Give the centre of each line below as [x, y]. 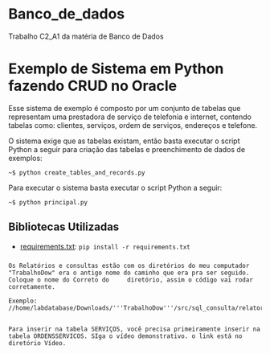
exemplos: [25, 158]
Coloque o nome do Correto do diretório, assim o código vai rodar [131, 280]
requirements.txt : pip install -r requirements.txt [105, 246]
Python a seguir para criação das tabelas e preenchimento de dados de [127, 149]
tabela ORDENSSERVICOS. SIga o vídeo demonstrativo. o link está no [125, 336]
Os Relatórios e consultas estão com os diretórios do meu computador [129, 265]
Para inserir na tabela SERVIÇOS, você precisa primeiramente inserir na [135, 329]
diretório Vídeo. [37, 343]
